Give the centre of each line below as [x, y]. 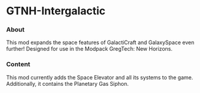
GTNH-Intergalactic [56, 11]
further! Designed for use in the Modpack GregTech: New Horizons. [90, 49]
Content [19, 64]
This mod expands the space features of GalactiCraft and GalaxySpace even [100, 42]
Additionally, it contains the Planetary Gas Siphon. [67, 83]
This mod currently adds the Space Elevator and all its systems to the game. [100, 77]
